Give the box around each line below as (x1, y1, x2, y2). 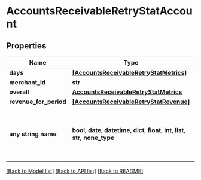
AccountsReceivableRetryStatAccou (6, 4, 193, 18)
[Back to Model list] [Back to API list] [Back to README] (6, 167, 144, 175)
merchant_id (9, 78, 46, 86)
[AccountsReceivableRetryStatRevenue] (72, 97, 190, 106)
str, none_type (72, 133, 115, 142)
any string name (9, 130, 57, 138)
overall (9, 88, 29, 96)
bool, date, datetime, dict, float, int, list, (72, 126, 185, 134)
